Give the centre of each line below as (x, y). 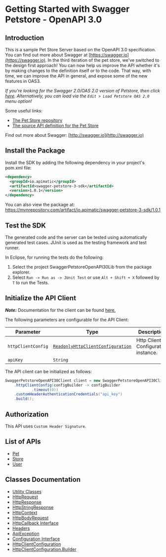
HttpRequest (25, 497)
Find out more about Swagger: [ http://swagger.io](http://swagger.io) (75, 135)
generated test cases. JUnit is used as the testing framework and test (76, 242)
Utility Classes (27, 491)
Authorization (27, 414)
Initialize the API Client (41, 298)
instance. (147, 353)
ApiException (26, 533)
